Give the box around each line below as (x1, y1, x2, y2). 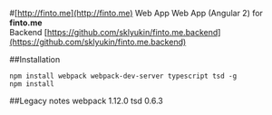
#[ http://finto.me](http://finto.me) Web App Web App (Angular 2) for (9, 8, 263, 18)
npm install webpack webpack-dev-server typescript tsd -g (9, 72, 238, 81)
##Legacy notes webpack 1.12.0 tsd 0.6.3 (9, 95, 163, 106)
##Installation (9, 54, 61, 64)
